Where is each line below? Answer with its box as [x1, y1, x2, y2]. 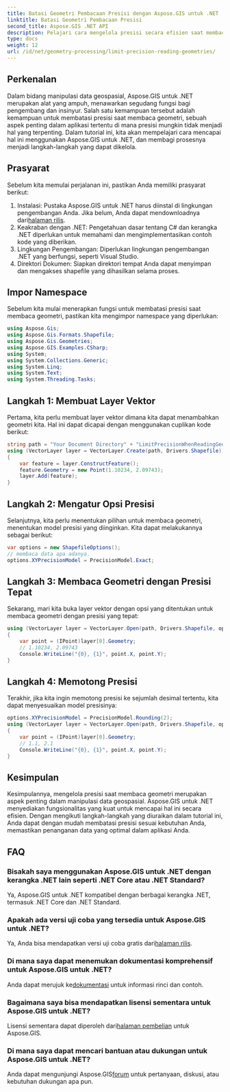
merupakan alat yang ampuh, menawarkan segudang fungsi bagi [7, 99, 190, 107]
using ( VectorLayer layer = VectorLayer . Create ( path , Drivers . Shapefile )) [7, 447, 225, 454]
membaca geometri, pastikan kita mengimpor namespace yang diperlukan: [7, 312, 219, 320]
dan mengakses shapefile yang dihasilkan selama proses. [16, 266, 180, 275]
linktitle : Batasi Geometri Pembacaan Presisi [7, 16, 142, 23]
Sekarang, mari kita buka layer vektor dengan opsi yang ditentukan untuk [7, 605, 214, 613]
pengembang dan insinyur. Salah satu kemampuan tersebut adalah [7, 106, 195, 114]
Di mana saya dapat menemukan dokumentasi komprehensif [7, 956, 214, 966]
